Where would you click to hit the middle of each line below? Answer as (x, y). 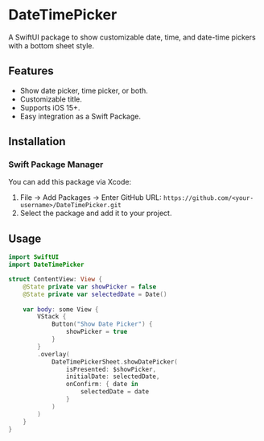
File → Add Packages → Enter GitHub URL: (91, 198)
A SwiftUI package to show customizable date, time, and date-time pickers (132, 37)
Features (31, 71)
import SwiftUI (34, 257)
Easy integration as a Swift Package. (80, 116)
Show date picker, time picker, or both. (84, 90)
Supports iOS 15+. (50, 107)
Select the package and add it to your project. (96, 213)
